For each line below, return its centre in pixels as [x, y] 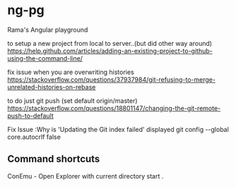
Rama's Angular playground [48, 30]
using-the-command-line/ [45, 58]
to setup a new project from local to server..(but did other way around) [110, 43]
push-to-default [31, 116]
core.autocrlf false [34, 137]
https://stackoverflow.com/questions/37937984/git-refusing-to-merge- [111, 79]
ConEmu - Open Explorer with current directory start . [85, 176]
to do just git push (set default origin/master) [72, 100]
